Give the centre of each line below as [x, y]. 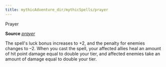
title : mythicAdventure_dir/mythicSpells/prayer [57, 10]
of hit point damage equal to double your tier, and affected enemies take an [83, 54]
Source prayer [20, 33]
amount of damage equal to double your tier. [51, 59]
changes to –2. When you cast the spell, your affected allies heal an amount [83, 48]
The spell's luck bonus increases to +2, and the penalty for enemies [75, 43]
